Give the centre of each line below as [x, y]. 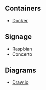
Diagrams [20, 70]
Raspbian [22, 49]
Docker [20, 20]
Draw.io [20, 82]
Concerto [22, 54]
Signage [18, 37]
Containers [23, 8]
